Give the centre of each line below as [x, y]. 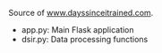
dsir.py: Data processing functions [85, 39]
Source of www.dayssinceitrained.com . [81, 13]
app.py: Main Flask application [78, 30]
